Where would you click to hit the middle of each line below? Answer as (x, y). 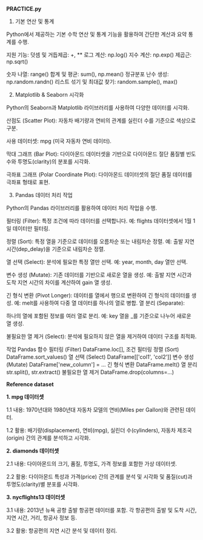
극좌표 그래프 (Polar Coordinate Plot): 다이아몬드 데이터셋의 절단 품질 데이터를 (99, 175)
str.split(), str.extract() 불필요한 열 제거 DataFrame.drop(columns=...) (90, 372)
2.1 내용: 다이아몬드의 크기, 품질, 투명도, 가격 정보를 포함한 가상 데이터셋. (92, 464)
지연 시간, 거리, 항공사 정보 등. (42, 517)
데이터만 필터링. (31, 228)
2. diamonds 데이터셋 (33, 451)
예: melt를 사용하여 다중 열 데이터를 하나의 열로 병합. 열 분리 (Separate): (99, 303)
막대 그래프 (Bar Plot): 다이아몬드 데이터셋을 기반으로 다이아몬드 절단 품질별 (95, 154)
